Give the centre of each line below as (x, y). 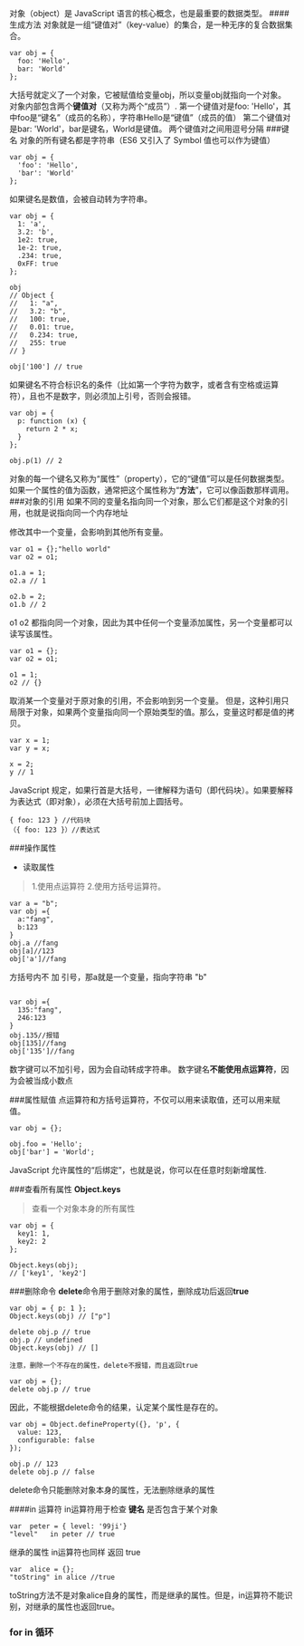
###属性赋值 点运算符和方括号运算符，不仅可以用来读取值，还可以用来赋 (145, 1100)
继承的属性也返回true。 (76, 1607)
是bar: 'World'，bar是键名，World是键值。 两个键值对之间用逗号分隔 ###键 (149, 129)
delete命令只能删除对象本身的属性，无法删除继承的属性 (112, 1490)
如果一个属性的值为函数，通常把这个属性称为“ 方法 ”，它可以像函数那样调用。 (152, 490)
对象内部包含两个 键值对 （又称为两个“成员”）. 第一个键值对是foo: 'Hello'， (146, 106)
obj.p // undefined (46, 1340)
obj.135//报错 (35, 1035)
